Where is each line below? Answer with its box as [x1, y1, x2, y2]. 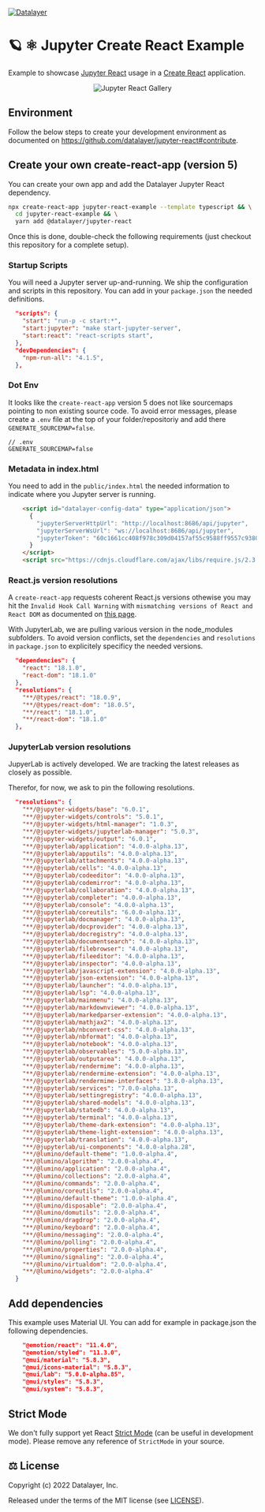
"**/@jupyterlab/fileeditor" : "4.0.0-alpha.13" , [22, 952, 185, 960]
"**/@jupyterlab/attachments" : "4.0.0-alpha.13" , [22, 857, 189, 865]
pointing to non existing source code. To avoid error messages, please [8, 406, 237, 416]
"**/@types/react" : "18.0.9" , [22, 693, 122, 701]
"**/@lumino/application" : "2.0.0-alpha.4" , [22, 1165, 171, 1173]
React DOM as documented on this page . [8, 610, 137, 619]
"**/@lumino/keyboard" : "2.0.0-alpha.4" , [22, 1223, 160, 1232]
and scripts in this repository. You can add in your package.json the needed [8, 286, 252, 296]
